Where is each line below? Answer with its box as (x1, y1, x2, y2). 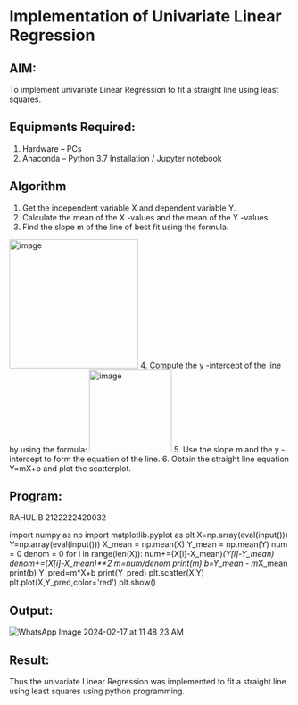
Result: (9, 652, 50, 668)
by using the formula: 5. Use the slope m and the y (9, 444, 279, 454)
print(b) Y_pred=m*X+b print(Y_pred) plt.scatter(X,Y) (9, 568, 205, 578)
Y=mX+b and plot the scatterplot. (9, 462, 132, 474)
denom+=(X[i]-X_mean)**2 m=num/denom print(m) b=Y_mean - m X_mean (9, 558, 288, 568)
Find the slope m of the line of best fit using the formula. (21, 221, 229, 232)
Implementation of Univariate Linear (9, 6, 283, 27)
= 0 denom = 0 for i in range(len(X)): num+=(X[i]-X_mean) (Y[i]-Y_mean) (9, 549, 275, 560)
